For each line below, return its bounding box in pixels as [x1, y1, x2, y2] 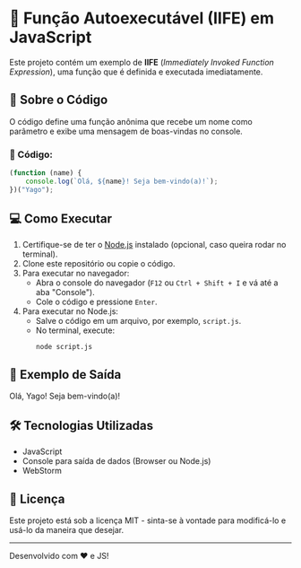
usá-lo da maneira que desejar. [9, 524, 124, 535]
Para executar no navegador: [21, 268, 130, 279]
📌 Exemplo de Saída [9, 367, 122, 382]
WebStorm [21, 466, 63, 476]
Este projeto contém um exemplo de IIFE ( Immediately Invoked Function [9, 57, 275, 67]
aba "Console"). [35, 287, 96, 298]
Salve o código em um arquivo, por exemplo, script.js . [35, 316, 242, 327]
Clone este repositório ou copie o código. [21, 258, 176, 269]
